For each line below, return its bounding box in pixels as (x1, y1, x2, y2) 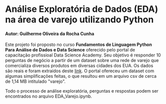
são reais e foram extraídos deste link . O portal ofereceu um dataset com (5, 68, 155, 74)
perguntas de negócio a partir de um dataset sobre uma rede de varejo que (5, 57, 159, 63)
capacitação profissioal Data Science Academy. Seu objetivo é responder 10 (5, 52, 161, 58)
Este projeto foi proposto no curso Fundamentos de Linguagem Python (5, 42, 152, 48)
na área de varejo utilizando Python (5, 14, 154, 25)
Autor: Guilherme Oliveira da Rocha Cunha (5, 31, 95, 37)
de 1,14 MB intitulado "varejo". (5, 78, 66, 85)
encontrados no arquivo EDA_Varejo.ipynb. (5, 93, 93, 100)
